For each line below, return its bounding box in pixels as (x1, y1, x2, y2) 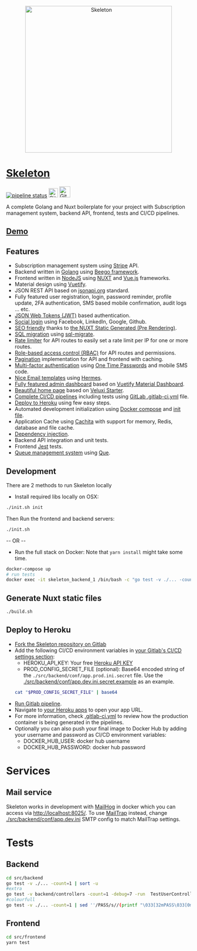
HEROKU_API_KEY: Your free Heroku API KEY (23, 659, 133, 666)
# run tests (6, 571, 35, 578)
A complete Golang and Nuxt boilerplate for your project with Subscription (6, 203, 186, 210)
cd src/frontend (6, 934, 46, 940)
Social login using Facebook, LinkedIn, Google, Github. (14, 318, 147, 325)
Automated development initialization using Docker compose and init (14, 406, 181, 413)
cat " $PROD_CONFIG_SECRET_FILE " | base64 (14, 689, 118, 695)
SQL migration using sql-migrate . (14, 331, 95, 338)
